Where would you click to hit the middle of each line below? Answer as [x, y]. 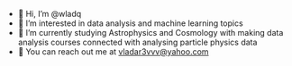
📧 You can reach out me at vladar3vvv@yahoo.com [113, 52]
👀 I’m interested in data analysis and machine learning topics [130, 23]
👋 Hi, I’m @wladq [50, 14]
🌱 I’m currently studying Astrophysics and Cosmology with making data [151, 33]
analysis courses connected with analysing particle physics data [137, 42]
